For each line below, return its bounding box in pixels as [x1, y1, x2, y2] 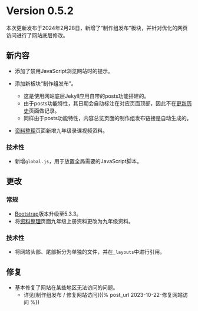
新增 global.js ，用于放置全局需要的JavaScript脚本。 [14, 158, 143, 165]
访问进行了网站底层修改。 [6, 31, 68, 39]
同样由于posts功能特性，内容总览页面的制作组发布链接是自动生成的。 [23, 114, 192, 121]
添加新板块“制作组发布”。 [14, 80, 77, 87]
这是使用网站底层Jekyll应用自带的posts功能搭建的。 [23, 92, 150, 100]
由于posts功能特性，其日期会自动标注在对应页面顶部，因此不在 [23, 100, 177, 107]
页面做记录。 [28, 107, 60, 114]
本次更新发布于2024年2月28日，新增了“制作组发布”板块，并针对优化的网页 [6, 24, 188, 31]
